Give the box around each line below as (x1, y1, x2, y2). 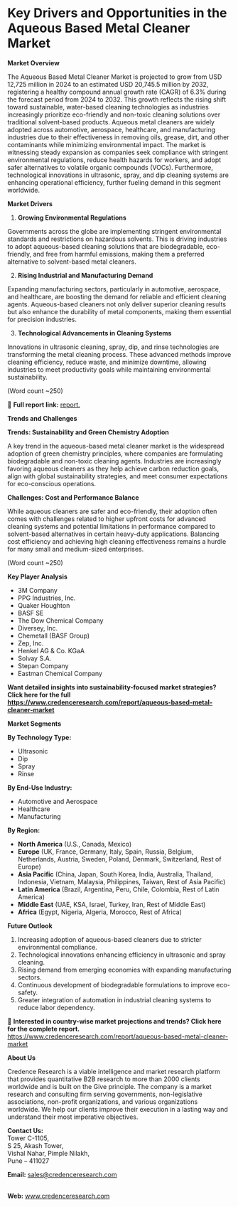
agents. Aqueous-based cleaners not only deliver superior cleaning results (7, 300, 226, 309)
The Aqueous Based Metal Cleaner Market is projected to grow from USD (7, 73, 222, 81)
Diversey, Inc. (17, 623, 58, 632)
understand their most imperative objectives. (7, 1112, 139, 1121)
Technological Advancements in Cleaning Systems (17, 328, 172, 337)
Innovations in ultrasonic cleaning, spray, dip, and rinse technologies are (7, 343, 220, 351)
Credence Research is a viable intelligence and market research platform (7, 1067, 220, 1075)
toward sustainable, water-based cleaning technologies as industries (7, 102, 210, 111)
